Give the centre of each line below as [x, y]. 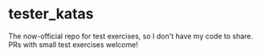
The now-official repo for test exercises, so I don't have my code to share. [131, 36]
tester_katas [51, 14]
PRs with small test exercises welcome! [73, 44]
